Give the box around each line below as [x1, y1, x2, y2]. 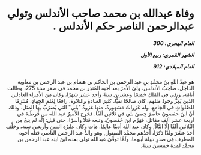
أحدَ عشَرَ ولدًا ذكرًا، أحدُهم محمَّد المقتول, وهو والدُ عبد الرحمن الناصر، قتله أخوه [19, 129, 194, 136]
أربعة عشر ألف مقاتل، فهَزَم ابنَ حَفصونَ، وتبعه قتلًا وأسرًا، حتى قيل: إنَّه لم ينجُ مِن [15, 117, 194, 124]
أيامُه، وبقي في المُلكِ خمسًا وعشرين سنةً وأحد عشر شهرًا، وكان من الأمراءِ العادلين [11, 91, 194, 98]
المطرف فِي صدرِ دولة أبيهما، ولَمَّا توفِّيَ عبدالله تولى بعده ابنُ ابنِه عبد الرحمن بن [17, 136, 194, 143]
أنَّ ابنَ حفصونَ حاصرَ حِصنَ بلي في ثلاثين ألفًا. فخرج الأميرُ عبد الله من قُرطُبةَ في [16, 110, 194, 117]
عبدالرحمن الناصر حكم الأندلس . [52, 19, 194, 33]
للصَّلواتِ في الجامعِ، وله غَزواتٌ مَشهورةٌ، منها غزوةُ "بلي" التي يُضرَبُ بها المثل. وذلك [8, 103, 194, 111]
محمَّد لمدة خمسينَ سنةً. [140, 142, 194, 149]
